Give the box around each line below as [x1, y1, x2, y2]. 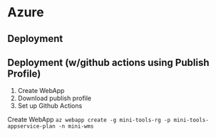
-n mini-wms [58, 123, 94, 130]
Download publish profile [17, 94, 92, 103]
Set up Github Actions [17, 102, 83, 110]
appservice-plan [7, 123, 56, 130]
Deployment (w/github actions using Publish [7, 56, 210, 68]
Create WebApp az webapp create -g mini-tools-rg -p [7, 115, 171, 124]
